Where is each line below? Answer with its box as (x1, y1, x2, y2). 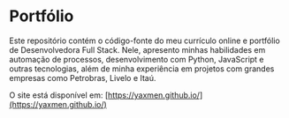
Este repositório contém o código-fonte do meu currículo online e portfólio (9, 35, 280, 46)
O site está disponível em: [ (9, 90, 109, 100)
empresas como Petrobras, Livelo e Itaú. (9, 72, 156, 83)
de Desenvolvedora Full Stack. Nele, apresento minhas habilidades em (9, 44, 266, 55)
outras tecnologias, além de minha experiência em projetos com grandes (9, 63, 275, 74)
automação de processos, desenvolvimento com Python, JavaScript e (9, 54, 264, 64)
